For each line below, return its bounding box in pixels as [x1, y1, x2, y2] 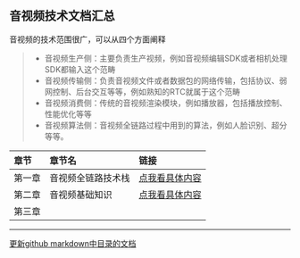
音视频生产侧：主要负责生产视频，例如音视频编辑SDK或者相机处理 [44, 53, 288, 63]
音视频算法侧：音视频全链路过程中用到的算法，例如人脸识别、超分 [44, 120, 287, 130]
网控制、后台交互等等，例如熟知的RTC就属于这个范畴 [44, 86, 241, 96]
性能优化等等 [44, 108, 92, 119]
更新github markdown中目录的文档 [9, 237, 137, 248]
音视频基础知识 [49, 188, 113, 201]
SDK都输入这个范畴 [44, 63, 116, 74]
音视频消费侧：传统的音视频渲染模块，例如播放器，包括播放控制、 [44, 97, 287, 108]
